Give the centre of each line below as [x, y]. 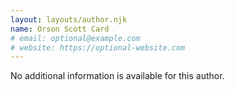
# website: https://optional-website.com [98, 47]
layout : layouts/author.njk [69, 19]
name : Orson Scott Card [60, 29]
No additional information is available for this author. [117, 76]
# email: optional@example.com [75, 38]
